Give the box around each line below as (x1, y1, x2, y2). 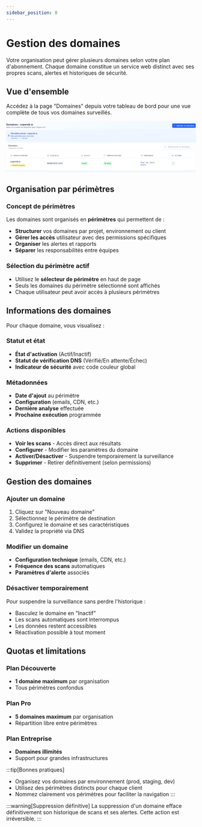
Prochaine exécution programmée (14, 411, 101, 419)
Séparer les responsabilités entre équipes (14, 247, 119, 254)
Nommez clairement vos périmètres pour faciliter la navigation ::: (14, 790, 176, 797)
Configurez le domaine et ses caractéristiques (14, 521, 129, 528)
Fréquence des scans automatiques (14, 563, 105, 570)
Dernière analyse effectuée (14, 405, 84, 412)
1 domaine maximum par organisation (14, 678, 109, 685)
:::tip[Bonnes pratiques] (6, 766, 65, 773)
